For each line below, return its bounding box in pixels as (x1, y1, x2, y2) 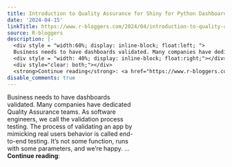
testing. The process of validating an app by (7, 122, 133, 131)
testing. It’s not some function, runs (28, 137, 129, 146)
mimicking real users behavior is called (7, 130, 118, 138)
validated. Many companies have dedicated (7, 101, 131, 109)
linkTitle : (7, 23, 39, 30)
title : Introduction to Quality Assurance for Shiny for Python (7, 10, 196, 17)
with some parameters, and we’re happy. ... (7, 144, 130, 153)
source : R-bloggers (7, 29, 64, 37)
